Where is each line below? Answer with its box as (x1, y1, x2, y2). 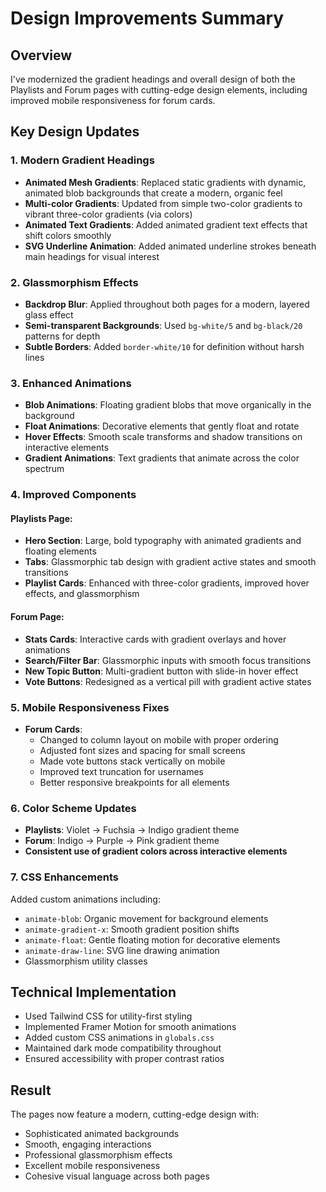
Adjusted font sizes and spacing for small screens (39, 744, 246, 756)
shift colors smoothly (24, 229, 112, 241)
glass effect (24, 308, 74, 321)
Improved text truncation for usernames (39, 765, 204, 777)
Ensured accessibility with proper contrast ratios (24, 1053, 225, 1065)
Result (10, 1082, 52, 1099)
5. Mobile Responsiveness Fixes (10, 700, 170, 714)
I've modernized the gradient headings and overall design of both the (10, 73, 296, 85)
